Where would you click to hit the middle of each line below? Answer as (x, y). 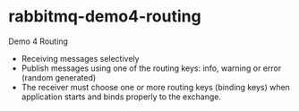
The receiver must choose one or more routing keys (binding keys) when (155, 87)
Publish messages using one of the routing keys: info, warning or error (151, 68)
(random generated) (59, 77)
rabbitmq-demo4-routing (105, 17)
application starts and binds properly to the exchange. (121, 97)
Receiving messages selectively (80, 58)
